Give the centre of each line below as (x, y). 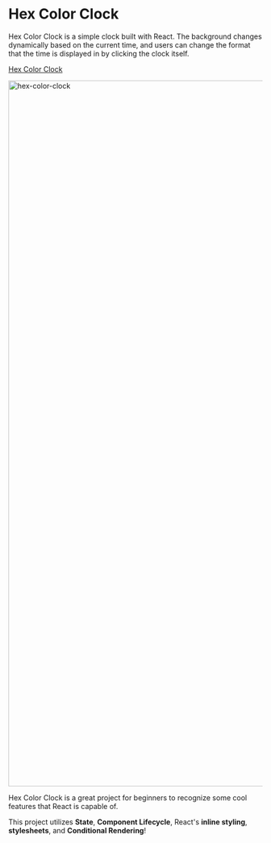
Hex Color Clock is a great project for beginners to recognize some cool (128, 797)
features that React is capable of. (63, 806)
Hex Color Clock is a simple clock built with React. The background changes (135, 36)
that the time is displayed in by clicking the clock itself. (99, 53)
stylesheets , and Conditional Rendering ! (77, 830)
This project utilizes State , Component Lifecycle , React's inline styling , (128, 822)
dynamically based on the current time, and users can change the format (129, 44)
